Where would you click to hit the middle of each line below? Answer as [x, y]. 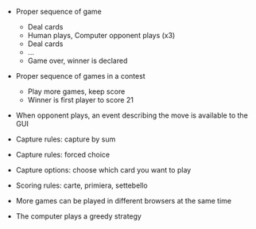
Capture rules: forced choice [63, 155]
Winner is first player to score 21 [80, 100]
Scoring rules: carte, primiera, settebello [82, 185]
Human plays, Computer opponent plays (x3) [101, 35]
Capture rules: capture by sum [66, 139]
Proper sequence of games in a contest [80, 76]
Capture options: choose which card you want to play [103, 170]
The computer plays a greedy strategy [78, 216]
